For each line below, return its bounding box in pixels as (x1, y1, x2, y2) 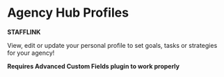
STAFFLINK (7, 28, 41, 36)
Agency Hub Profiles (7, 5, 129, 21)
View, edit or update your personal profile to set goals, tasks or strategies (7, 41, 218, 49)
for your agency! (7, 49, 55, 57)
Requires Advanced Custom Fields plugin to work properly (7, 62, 179, 70)
